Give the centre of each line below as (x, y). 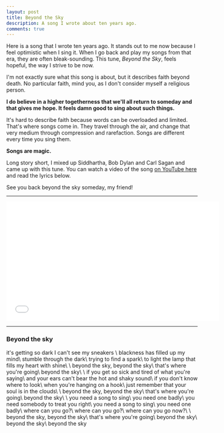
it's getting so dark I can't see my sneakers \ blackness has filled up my (96, 352)
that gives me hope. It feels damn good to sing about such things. (90, 108)
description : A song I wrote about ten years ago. (72, 23)
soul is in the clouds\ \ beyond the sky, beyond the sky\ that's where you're (100, 391)
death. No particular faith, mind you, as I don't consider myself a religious (98, 84)
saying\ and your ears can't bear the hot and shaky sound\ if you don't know (102, 378)
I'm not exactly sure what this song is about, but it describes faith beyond (98, 77)
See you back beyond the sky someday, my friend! (70, 187)
